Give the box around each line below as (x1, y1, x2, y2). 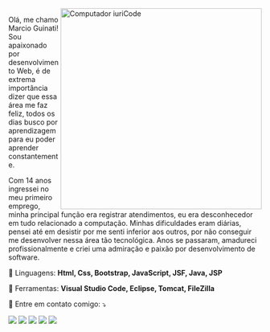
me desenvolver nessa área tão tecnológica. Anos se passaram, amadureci (8, 236, 257, 244)
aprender (8, 143, 39, 152)
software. (8, 252, 40, 262)
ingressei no (8, 184, 50, 194)
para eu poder (8, 134, 55, 144)
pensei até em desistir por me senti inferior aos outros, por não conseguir (8, 227, 252, 236)
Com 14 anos (8, 176, 52, 185)
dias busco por (8, 117, 58, 127)
